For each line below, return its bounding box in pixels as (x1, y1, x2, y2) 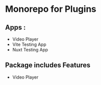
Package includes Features (5, 61, 91, 70)
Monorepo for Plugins (5, 3, 97, 15)
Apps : (5, 23, 26, 32)
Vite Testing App (12, 42, 47, 47)
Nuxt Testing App (12, 47, 49, 52)
